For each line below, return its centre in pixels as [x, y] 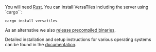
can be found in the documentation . [41, 44]
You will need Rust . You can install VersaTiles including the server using [77, 7]
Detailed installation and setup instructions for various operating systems [78, 39]
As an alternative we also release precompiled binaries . [60, 30]
